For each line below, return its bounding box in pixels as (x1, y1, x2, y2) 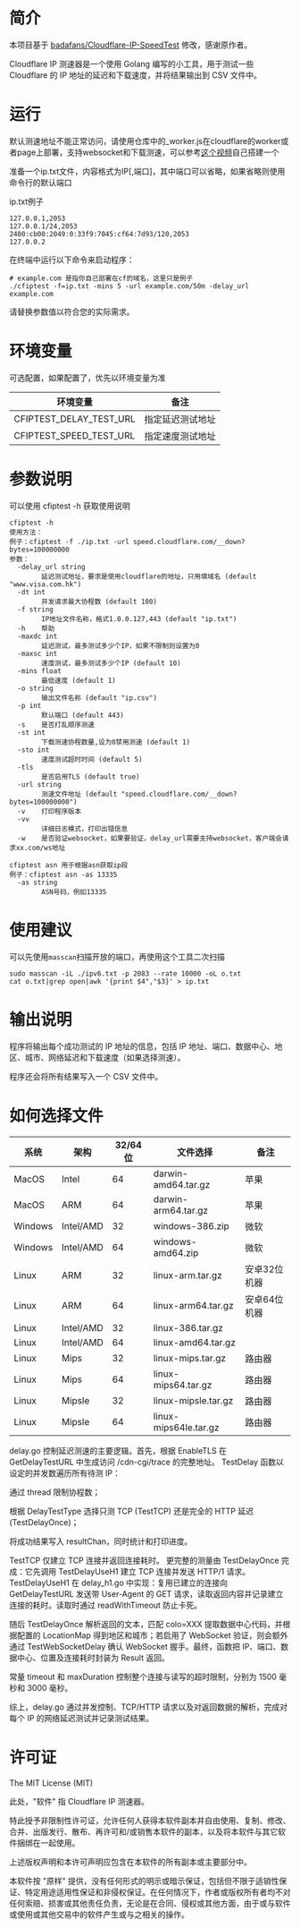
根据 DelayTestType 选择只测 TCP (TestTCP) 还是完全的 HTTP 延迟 (9, 1506, 254, 1516)
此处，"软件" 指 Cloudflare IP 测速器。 (9, 1796, 149, 1806)
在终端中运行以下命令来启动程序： (9, 254, 135, 265)
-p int (17, 701, 42, 710)
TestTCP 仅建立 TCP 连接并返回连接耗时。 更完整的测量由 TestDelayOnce (9, 1555, 279, 1565)
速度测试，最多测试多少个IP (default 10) (41, 659, 181, 668)
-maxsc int (17, 649, 58, 658)
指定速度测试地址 (144, 430, 216, 442)
